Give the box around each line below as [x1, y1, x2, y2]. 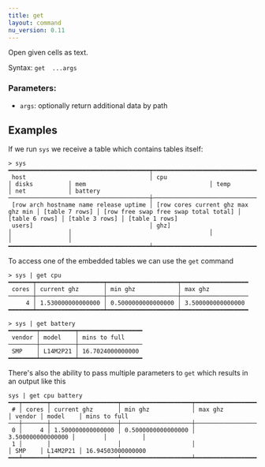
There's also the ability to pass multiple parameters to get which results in [8, 368, 248, 378]
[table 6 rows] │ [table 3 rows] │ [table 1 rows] [8, 215, 178, 223]
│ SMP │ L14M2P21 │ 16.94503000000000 [8, 447, 147, 455]
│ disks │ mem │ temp [8, 181, 231, 189]
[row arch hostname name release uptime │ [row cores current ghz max [11, 201, 248, 209]
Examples [8, 124, 58, 137]
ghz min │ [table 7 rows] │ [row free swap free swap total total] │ [8, 208, 242, 216]
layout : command [8, 19, 62, 27]
